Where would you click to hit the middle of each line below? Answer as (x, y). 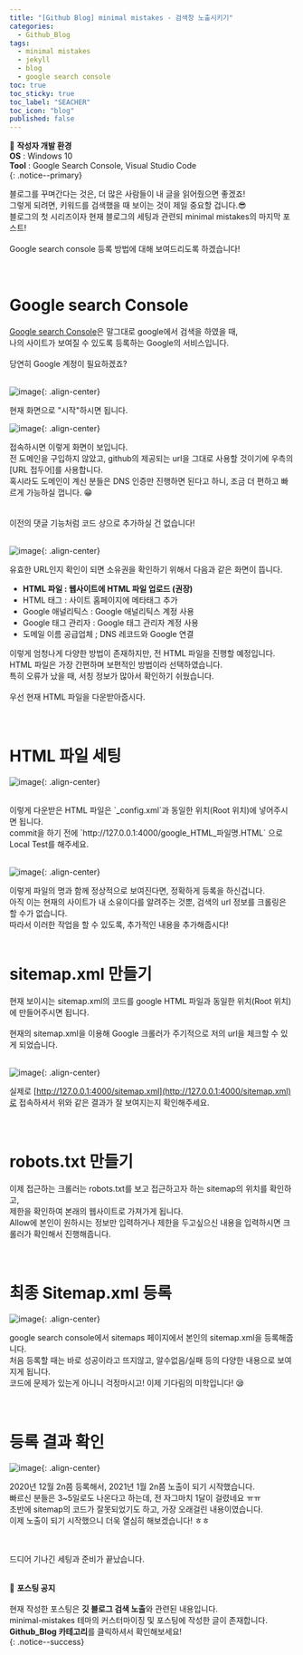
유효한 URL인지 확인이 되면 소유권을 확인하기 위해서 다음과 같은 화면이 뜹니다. (146, 570)
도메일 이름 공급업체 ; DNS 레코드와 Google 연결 (108, 634)
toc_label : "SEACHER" (50, 102)
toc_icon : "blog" (42, 111)
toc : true (28, 85)
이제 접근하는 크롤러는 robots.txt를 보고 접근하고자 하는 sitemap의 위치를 (139, 1188)
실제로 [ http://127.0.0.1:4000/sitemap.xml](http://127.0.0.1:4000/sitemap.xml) (150, 1091)
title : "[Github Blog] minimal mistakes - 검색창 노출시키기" (121, 18)
